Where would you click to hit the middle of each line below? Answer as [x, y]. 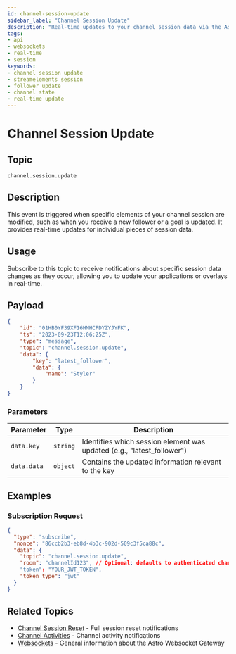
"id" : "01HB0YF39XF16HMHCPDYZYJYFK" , [75, 328]
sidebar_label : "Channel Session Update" [69, 20]
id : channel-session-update [48, 14]
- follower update [34, 86]
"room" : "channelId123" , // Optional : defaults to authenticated [118, 563]
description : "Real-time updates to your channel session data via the [114, 27]
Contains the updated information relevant [151, 462]
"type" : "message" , [48, 341]
